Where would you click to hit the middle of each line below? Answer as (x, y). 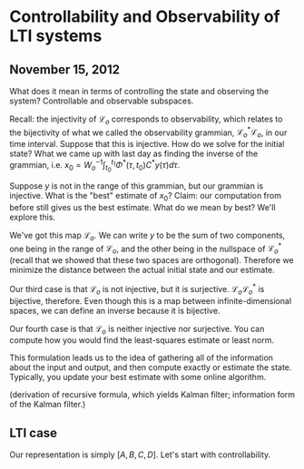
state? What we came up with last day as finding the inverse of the (134, 154)
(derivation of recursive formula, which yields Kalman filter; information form (152, 395)
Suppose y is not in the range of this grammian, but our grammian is (137, 186)
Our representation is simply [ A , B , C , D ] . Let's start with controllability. (140, 454)
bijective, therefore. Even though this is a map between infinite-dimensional (151, 300)
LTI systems (56, 36)
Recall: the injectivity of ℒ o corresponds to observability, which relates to (146, 120)
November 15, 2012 (65, 69)
